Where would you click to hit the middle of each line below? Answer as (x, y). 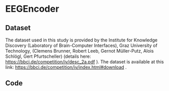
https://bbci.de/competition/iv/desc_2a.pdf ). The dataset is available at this (84, 62)
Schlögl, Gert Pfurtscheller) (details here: (48, 56)
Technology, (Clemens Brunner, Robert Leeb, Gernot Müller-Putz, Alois (80, 51)
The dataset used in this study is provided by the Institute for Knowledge (81, 40)
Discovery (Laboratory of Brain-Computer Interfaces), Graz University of (81, 45)
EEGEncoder (32, 9)
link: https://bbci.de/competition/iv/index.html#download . (66, 67)
